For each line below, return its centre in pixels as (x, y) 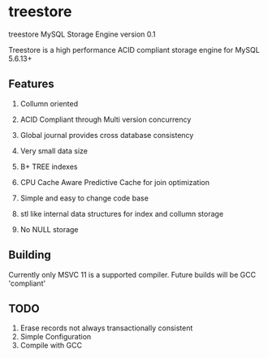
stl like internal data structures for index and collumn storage (122, 214)
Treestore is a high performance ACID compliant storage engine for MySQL (134, 50)
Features (31, 84)
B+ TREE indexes (49, 166)
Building (30, 255)
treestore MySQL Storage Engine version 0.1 (82, 34)
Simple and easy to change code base (84, 198)
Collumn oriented (49, 103)
